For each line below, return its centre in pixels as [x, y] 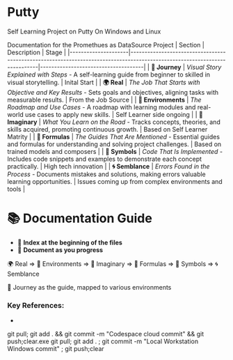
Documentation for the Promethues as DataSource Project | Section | [106, 45]
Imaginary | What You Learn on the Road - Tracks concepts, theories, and [114, 122]
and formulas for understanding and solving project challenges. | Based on [114, 144]
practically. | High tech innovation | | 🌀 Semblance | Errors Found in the [109, 166]
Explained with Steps [37, 75]
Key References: [36, 305]
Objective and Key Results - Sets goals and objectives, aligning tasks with [113, 92]
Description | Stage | [37, 52]
